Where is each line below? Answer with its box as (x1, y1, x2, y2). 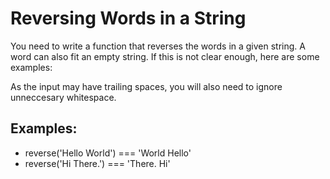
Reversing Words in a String (10, 7, 247, 30)
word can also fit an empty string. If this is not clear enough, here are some (10, 50, 320, 62)
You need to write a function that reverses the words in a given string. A (10, 40, 306, 52)
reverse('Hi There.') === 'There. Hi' (24, 157, 171, 169)
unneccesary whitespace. (10, 91, 117, 103)
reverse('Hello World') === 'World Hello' (24, 147, 192, 159)
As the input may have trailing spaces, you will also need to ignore (10, 80, 283, 92)
